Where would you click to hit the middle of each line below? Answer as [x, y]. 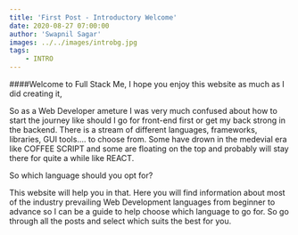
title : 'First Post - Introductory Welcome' [93, 17]
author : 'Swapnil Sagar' [55, 34]
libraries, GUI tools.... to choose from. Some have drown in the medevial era [148, 139]
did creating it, [36, 93]
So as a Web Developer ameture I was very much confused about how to [144, 111]
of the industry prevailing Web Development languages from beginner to [142, 202]
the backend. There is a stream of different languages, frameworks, [133, 130]
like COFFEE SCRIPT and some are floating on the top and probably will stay [149, 149]
